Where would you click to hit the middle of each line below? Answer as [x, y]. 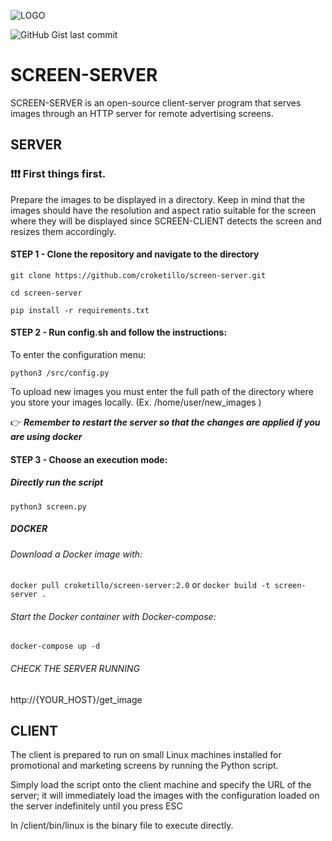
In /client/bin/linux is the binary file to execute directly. [122, 826]
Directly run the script [57, 482]
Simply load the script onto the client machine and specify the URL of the [161, 785]
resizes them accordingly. [63, 231]
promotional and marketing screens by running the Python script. [144, 766]
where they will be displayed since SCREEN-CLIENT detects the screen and [166, 221]
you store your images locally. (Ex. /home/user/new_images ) [136, 402]
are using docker [46, 437]
